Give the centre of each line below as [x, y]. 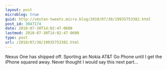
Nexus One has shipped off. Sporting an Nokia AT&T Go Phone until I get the [84, 56]
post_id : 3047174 [23, 24]
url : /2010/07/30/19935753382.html [42, 42]
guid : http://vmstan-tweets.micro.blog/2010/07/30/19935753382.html [78, 19]
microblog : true [22, 14]
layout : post [19, 10]
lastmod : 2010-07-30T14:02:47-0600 [42, 33]
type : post [16, 38]
